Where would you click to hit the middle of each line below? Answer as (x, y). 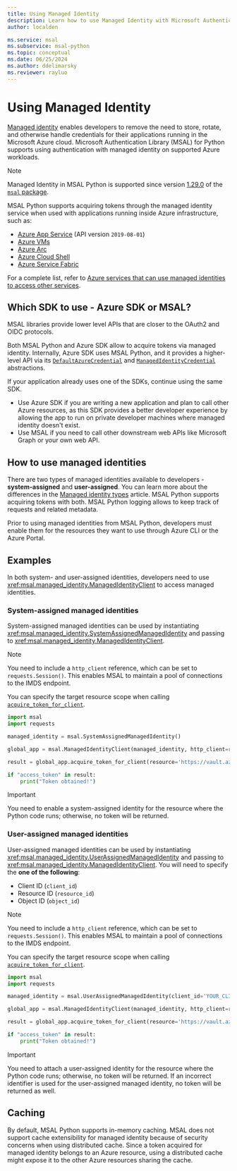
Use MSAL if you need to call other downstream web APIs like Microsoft (122, 433)
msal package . (28, 192)
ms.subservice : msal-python (49, 47)
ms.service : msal (33, 40)
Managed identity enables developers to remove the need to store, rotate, (114, 127)
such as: (20, 220)
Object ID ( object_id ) (48, 901)
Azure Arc (32, 249)
